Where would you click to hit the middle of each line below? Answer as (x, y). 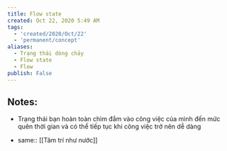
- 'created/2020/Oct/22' (50, 34)
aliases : (20, 47)
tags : (15, 27)
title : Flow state (34, 14)
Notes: (22, 102)
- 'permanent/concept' (47, 40)
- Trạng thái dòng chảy (49, 54)
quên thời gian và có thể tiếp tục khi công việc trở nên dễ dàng (109, 127)
